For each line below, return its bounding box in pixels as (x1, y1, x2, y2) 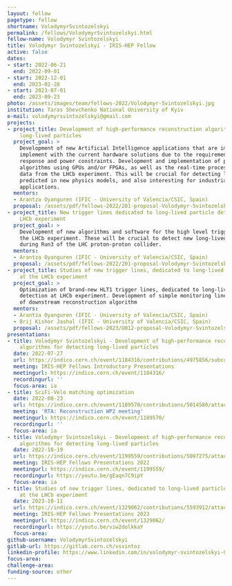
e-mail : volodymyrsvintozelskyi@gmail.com (7, 113, 131, 119)
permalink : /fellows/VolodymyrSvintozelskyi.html (7, 29, 153, 37)
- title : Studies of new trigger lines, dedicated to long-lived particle (7, 485, 227, 492)
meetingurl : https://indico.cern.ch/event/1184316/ (13, 369, 166, 376)
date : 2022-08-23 (13, 395, 64, 402)
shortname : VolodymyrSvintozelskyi (7, 23, 110, 30)
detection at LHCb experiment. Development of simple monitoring (19, 293, 212, 300)
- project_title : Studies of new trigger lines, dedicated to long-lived (7, 266, 224, 273)
